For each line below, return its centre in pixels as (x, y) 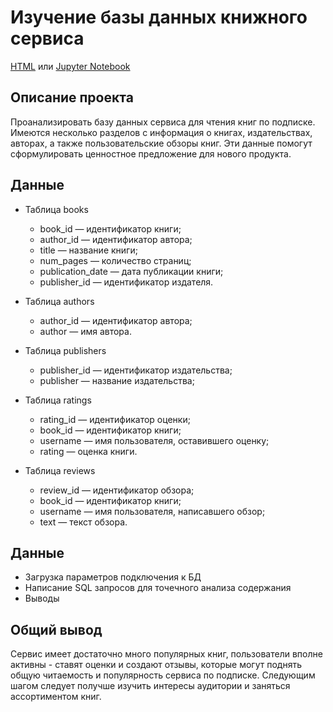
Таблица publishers (65, 350)
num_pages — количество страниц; (115, 260)
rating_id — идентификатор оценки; (115, 419)
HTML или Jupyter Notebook (70, 66)
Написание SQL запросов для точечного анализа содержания (158, 588)
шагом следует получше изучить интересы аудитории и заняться (150, 686)
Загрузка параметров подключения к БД (113, 577)
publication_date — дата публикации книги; (131, 271)
